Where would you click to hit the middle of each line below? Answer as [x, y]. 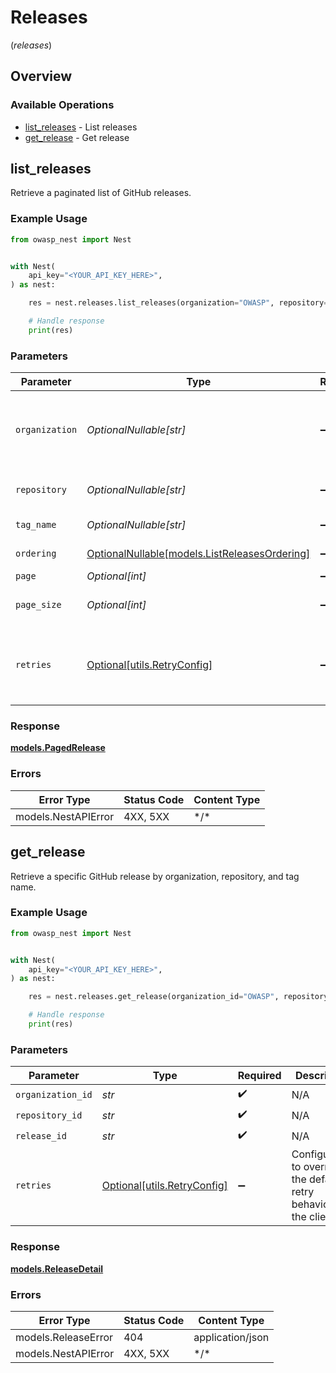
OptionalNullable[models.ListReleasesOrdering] [198, 554]
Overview [41, 76]
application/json [231, 1337]
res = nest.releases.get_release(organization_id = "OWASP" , [154, 997]
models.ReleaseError [64, 1337]
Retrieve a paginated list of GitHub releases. [101, 193]
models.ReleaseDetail [57, 1268]
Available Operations [62, 105]
